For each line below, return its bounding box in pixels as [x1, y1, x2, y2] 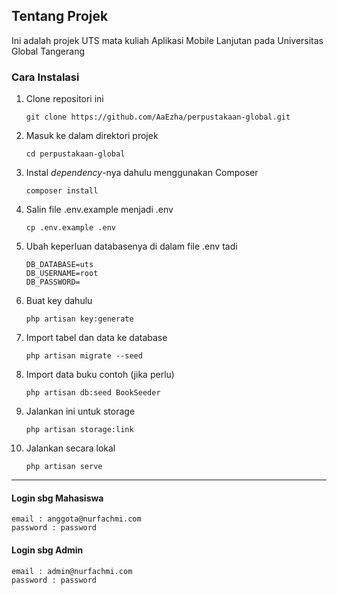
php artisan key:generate [25, 314, 134, 324]
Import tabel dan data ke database [25, 332, 168, 344]
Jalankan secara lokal [25, 442, 116, 454]
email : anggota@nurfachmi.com [11, 514, 142, 524]
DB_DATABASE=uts [25, 260, 94, 270]
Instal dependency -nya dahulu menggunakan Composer [25, 167, 259, 179]
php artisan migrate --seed [25, 351, 143, 361]
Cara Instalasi [11, 70, 80, 84]
